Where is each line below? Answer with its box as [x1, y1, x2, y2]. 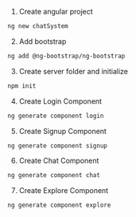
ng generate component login [7, 112, 104, 120]
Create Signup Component [18, 126, 107, 136]
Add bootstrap [18, 36, 67, 46]
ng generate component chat [7, 172, 101, 180]
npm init [7, 81, 37, 90]
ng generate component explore [7, 201, 111, 210]
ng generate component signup [7, 141, 108, 150]
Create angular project [18, 7, 93, 16]
